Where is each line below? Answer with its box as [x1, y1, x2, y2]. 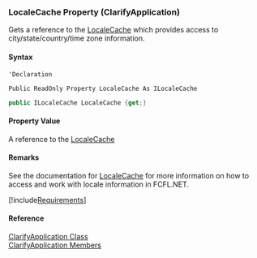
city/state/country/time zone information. [8, 33, 145, 43]
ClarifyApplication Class [8, 231, 88, 241]
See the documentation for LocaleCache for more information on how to [8, 170, 250, 180]
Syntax [8, 52, 33, 62]
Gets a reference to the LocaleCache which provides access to [8, 25, 219, 35]
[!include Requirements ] [8, 195, 87, 204]
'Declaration [8, 70, 53, 79]
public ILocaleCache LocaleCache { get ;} [8, 98, 148, 107]
